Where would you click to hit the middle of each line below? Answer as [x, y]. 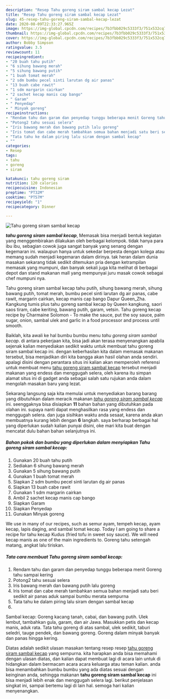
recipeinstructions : [27, 113]
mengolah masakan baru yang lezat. [43, 384]
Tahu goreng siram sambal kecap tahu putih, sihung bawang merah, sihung [84, 288]
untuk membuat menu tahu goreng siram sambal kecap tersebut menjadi [81, 367]
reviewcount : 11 [23, 52]
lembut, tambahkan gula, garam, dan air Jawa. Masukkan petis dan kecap [82, 622]
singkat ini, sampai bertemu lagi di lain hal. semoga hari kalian [70, 686]
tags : [11, 155]
